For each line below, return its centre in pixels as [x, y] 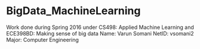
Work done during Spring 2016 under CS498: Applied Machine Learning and [100, 27]
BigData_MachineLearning [73, 11]
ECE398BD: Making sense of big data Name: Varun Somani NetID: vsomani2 [100, 33]
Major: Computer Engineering [42, 40]
